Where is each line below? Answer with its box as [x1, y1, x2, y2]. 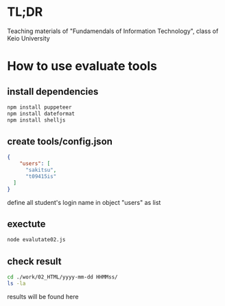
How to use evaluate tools [7, 58, 158, 74]
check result [7, 255, 62, 267]
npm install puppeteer [7, 104, 72, 111]
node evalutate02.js [7, 237, 67, 243]
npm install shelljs [7, 116, 67, 124]
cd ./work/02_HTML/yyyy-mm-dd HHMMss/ [7, 274, 118, 281]
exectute [7, 218, 46, 230]
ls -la [7, 280, 26, 287]
